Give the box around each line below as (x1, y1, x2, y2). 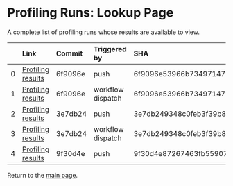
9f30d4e (55, 149, 85, 158)
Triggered (93, 44, 127, 53)
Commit (55, 49, 83, 58)
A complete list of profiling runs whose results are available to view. (7, 28, 200, 36)
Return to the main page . (7, 171, 78, 179)
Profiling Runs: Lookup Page (7, 5, 174, 21)
